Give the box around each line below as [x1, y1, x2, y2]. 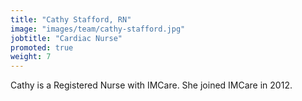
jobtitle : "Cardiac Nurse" [10, 33, 123, 43]
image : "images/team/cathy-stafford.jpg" [10, 24, 186, 34]
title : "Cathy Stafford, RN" [10, 14, 132, 25]
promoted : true [10, 42, 74, 53]
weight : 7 [10, 52, 52, 62]
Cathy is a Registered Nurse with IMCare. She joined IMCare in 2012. [10, 79, 293, 91]
